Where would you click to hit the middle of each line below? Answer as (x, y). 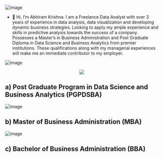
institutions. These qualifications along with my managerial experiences (84, 48)
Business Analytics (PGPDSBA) (54, 95)
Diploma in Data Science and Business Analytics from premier (74, 43)
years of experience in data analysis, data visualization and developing (83, 22)
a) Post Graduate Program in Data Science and (77, 87)
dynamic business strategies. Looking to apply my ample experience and (85, 27)
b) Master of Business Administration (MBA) (73, 122)
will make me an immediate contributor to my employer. (68, 53)
